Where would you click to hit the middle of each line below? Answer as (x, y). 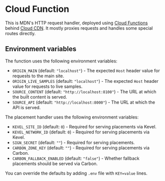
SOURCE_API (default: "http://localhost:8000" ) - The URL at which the (83, 102)
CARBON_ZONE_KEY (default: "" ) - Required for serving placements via (81, 148)
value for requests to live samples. (47, 86)
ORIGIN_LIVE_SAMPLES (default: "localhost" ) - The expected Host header (85, 81)
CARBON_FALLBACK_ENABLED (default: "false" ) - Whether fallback (76, 158)
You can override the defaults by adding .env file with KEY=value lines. (76, 173)
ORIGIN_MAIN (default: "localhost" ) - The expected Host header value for (86, 70)
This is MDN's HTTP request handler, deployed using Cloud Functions (77, 23)
